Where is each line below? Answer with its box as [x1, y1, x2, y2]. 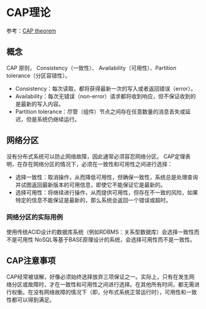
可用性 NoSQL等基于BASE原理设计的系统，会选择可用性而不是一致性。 [17, 235, 196, 243]
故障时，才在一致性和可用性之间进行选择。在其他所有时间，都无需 [27, 280, 194, 288]
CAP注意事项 [6, 256, 56, 266]
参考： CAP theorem [6, 27, 56, 34]
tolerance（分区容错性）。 [6, 72, 71, 79]
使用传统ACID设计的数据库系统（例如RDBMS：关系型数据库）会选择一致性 [6, 228, 194, 235]
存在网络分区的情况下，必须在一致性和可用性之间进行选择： [22, 160, 173, 167]
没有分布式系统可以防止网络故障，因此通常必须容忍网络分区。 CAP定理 [6, 153, 186, 160]
